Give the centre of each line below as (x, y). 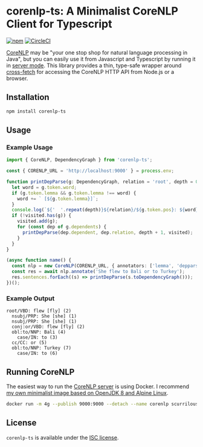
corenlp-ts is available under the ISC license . (63, 437)
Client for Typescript (59, 24)
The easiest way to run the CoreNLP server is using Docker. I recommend (98, 386)
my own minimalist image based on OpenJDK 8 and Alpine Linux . (87, 392)
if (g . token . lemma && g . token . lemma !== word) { (74, 193)
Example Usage (30, 147)
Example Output (31, 298)
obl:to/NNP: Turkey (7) (41, 348)
